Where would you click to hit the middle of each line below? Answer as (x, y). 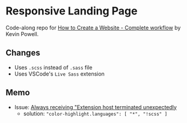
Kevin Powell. (22, 34)
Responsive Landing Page (72, 11)
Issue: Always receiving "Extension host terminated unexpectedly (95, 107)
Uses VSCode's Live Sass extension (59, 74)
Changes (23, 53)
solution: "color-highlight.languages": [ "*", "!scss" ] (95, 113)
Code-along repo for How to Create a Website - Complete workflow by (93, 28)
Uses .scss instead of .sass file (53, 67)
